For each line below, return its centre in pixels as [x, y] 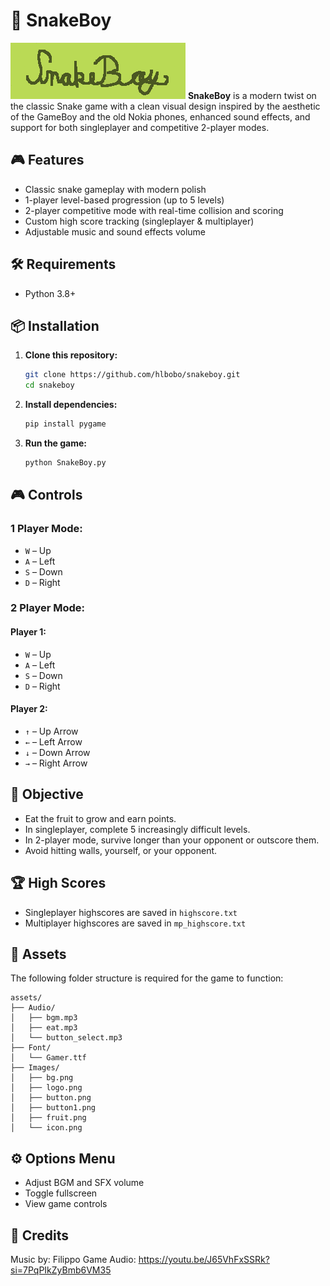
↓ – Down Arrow [57, 752]
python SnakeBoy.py [65, 463]
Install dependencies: [71, 405]
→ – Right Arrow [56, 763]
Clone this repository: [71, 355]
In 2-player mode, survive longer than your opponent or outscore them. [172, 840]
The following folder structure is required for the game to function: [147, 978]
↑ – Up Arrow [51, 731]
